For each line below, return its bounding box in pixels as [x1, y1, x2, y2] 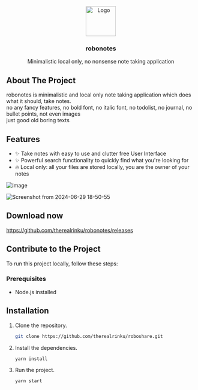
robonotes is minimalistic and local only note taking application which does [6, 91, 191, 98]
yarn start [14, 378, 43, 384]
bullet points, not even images [6, 110, 81, 117]
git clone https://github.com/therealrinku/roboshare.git [14, 333, 163, 339]
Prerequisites [6, 275, 46, 283]
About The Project [6, 75, 76, 86]
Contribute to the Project [6, 244, 101, 254]
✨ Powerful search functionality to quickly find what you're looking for [14, 156, 189, 164]
